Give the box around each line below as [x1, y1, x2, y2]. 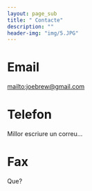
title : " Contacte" [7, 17, 64, 24]
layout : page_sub [7, 10, 57, 17]
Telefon [7, 107, 52, 122]
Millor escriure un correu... [7, 130, 83, 138]
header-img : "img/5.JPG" [7, 29, 79, 37]
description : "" [7, 23, 54, 30]
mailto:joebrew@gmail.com [7, 83, 85, 91]
